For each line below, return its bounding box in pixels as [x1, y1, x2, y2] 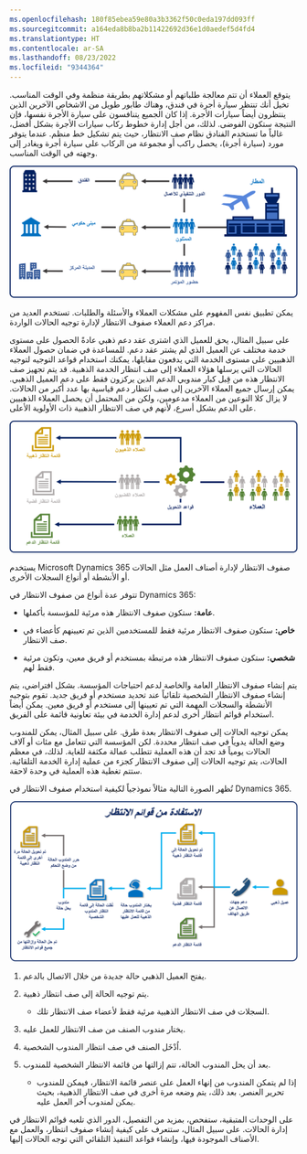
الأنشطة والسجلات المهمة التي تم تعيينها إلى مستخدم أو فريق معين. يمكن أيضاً [9, 699, 272, 710]
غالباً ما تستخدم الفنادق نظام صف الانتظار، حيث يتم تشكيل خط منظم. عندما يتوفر [9, 128, 283, 139]
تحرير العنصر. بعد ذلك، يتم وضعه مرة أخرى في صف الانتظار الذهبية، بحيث [36, 1086, 285, 1097]
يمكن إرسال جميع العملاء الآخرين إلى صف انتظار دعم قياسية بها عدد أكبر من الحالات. [9, 382, 295, 393]
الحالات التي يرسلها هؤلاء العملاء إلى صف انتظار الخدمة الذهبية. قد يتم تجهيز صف [9, 363, 282, 374]
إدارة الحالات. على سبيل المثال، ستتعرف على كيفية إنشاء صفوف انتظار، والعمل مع [9, 1124, 288, 1135]
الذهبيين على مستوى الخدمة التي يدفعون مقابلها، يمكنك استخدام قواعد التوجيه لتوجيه [9, 353, 295, 365]
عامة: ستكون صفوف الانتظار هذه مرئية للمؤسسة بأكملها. [22, 606, 216, 617]
